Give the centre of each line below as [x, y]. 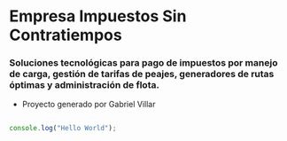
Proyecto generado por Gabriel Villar [89, 105]
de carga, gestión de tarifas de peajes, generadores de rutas [142, 74]
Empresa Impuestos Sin [98, 16]
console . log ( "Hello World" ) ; [63, 129]
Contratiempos [66, 35]
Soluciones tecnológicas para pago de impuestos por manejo [143, 63]
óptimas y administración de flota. [84, 85]
